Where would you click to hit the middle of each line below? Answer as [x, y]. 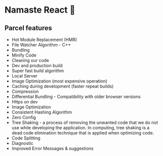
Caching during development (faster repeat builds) [62, 86]
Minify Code [24, 55]
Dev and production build [37, 66]
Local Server [24, 76]
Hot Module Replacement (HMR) [44, 39]
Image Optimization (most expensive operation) [60, 81]
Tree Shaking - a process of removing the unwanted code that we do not [85, 122]
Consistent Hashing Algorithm [42, 112]
